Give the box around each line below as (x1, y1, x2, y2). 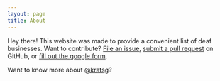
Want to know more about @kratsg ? (7, 65, 112, 74)
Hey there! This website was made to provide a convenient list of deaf (7, 36, 212, 45)
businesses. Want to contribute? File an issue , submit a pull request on (7, 44, 214, 53)
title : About (7, 17, 46, 24)
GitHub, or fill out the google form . (7, 51, 108, 60)
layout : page (7, 10, 46, 18)
